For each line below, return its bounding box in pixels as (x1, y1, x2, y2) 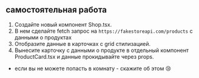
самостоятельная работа (5, 5, 107, 15)
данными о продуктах (14, 33, 72, 41)
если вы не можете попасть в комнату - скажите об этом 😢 (14, 65, 171, 72)
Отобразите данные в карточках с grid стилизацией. (14, 40, 151, 47)
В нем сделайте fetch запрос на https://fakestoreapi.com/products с (14, 27, 193, 34)
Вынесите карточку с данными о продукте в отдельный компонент (14, 47, 189, 54)
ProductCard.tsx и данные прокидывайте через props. (14, 53, 154, 60)
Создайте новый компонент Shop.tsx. (14, 21, 112, 28)
